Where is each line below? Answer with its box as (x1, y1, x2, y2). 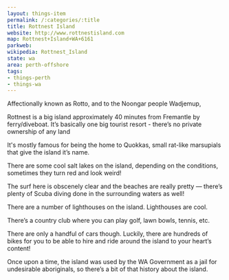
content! (7, 244, 31, 252)
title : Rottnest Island (7, 23, 76, 30)
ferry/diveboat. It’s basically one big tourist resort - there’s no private (7, 120, 202, 128)
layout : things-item (7, 10, 67, 17)
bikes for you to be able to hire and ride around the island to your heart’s (7, 237, 212, 246)
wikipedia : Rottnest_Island (7, 49, 88, 56)
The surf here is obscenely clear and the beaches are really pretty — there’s (7, 182, 223, 190)
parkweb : (7, 42, 32, 49)
